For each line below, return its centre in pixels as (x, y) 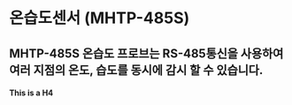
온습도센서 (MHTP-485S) (100, 18)
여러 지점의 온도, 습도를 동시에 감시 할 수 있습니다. (136, 70)
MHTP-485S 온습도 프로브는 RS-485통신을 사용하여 (146, 53)
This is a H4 (31, 93)
